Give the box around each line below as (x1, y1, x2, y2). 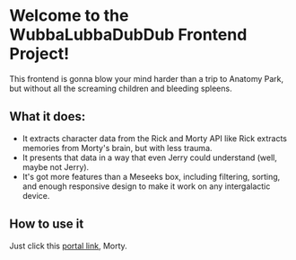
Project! (9, 44, 70, 64)
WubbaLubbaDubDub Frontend (9, 24, 248, 45)
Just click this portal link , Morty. (9, 240, 127, 251)
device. (22, 190, 50, 201)
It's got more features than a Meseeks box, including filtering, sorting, (22, 171, 281, 182)
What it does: (9, 109, 86, 124)
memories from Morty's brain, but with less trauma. (22, 142, 213, 153)
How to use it (9, 217, 84, 232)
